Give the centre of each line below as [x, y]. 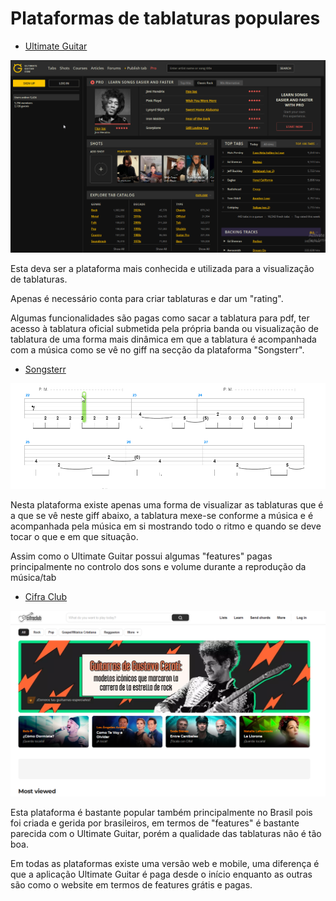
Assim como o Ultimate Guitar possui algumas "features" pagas [141, 556]
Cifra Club [46, 597]
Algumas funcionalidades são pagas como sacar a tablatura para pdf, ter [160, 318]
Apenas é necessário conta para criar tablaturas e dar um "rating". [147, 298]
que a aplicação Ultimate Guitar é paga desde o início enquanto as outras [161, 874]
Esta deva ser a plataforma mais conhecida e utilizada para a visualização [162, 268]
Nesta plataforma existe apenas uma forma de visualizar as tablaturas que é [167, 505]
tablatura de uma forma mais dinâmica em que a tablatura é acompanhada [163, 339]
